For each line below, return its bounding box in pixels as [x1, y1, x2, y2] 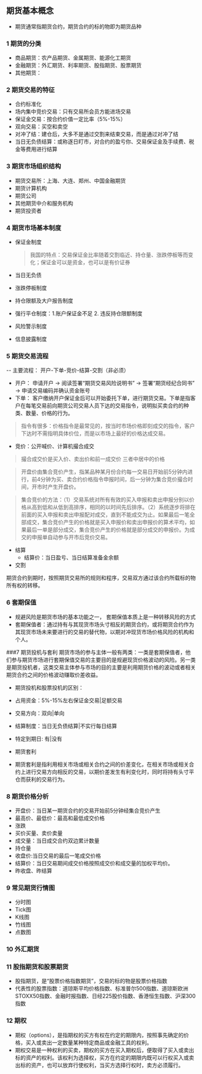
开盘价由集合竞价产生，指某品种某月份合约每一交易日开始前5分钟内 [20, 468, 188, 475]
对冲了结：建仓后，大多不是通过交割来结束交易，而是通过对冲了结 [14, 131, 179, 138]
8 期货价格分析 [6, 792, 49, 800]
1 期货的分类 [6, 39, 41, 48]
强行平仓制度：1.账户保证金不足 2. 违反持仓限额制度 [14, 310, 142, 317]
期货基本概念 [6, 5, 54, 16]
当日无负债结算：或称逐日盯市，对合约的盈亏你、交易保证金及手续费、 [14, 138, 189, 146]
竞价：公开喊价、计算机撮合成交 [14, 443, 94, 450]
